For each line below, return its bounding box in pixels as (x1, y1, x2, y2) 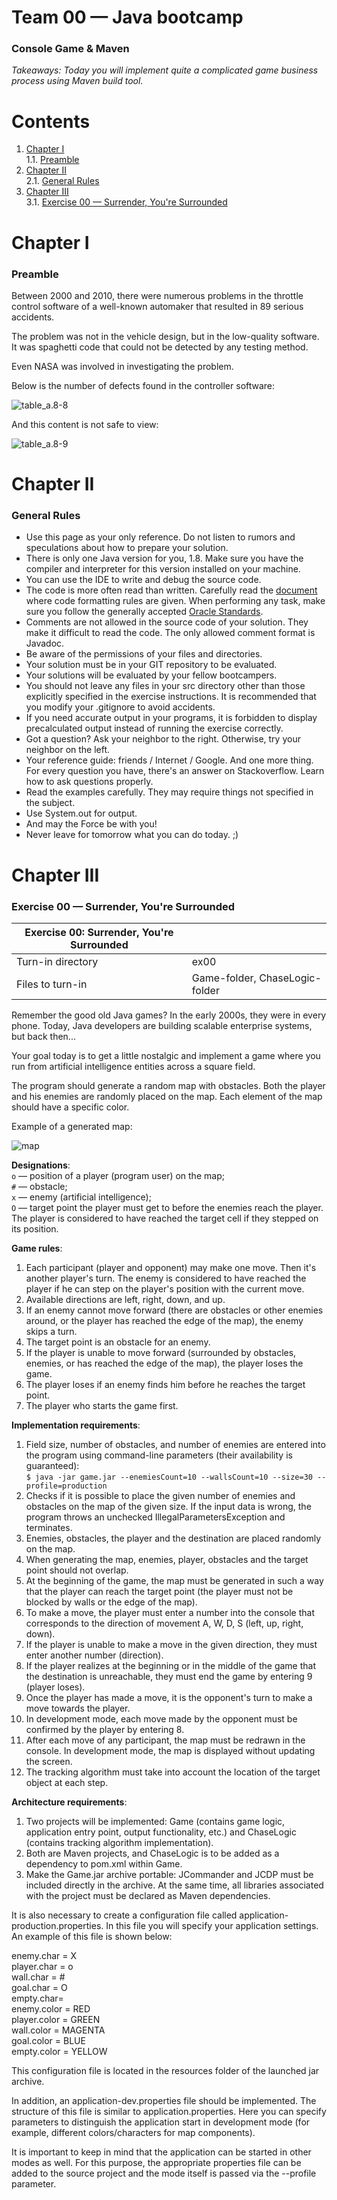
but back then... (11, 1030, 76, 1042)
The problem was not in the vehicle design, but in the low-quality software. (11, 330, 320, 342)
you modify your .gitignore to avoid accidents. (25, 701, 216, 713)
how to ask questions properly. (25, 776, 154, 788)
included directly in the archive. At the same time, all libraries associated (25, 1879, 324, 1891)
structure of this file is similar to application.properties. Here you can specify (11, 2105, 327, 2117)
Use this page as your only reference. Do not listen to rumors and (25, 531, 296, 543)
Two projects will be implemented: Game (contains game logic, (25, 1815, 286, 1827)
